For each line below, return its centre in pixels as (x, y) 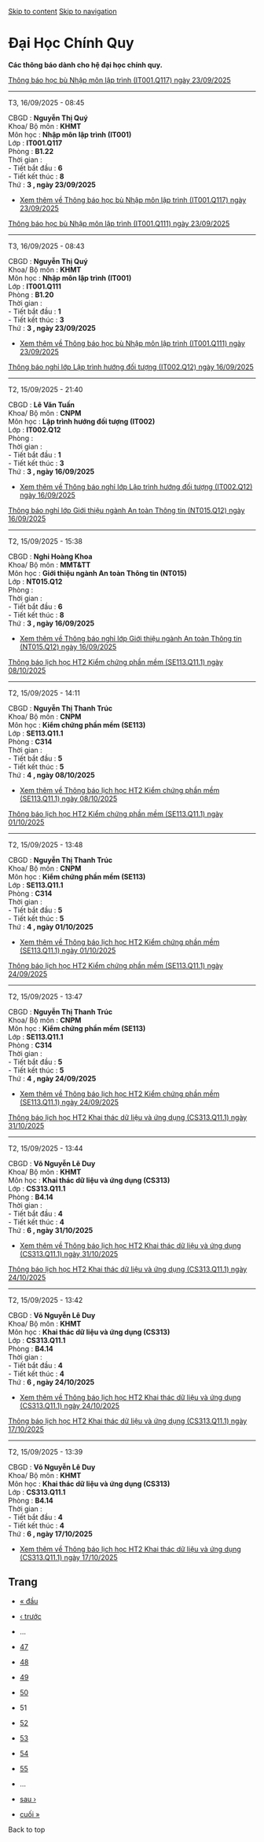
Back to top (27, 1829)
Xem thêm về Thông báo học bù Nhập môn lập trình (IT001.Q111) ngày (132, 343)
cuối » (29, 1814)
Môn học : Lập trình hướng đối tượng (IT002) (82, 421)
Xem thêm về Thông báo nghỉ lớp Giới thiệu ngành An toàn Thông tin (130, 638)
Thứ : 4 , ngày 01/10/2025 (51, 927)
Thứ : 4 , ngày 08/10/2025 (52, 775)
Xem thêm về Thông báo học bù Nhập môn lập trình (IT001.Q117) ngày (133, 200)
